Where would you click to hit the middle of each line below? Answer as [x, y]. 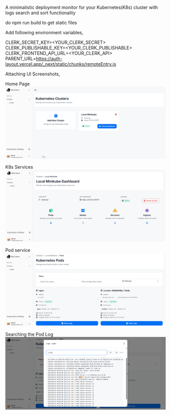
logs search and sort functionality [40, 13]
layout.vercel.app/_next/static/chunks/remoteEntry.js [61, 64]
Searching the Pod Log [29, 334]
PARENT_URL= [21, 59]
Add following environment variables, [44, 32]
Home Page [18, 84]
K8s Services [19, 167]
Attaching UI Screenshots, [33, 74]
